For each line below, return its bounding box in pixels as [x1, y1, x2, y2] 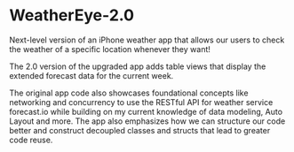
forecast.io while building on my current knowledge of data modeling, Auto [9, 106, 282, 117]
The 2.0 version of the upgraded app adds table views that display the [9, 61, 266, 72]
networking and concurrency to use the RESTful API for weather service [9, 96, 274, 107]
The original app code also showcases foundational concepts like [9, 87, 249, 98]
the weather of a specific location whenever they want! [9, 43, 211, 54]
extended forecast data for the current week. [9, 70, 174, 80]
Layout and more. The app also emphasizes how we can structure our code [9, 116, 286, 126]
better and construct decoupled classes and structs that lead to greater [9, 125, 271, 135]
